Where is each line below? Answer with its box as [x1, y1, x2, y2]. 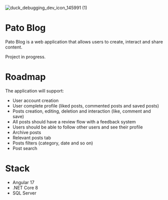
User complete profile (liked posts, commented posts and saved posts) [12, 102, 159, 108]
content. [5, 44, 23, 50]
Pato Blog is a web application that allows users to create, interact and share [5, 38, 163, 44]
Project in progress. [5, 53, 46, 59]
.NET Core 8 [12, 184, 39, 190]
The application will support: [5, 87, 64, 93]
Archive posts [12, 129, 42, 135]
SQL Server [12, 190, 37, 196]
